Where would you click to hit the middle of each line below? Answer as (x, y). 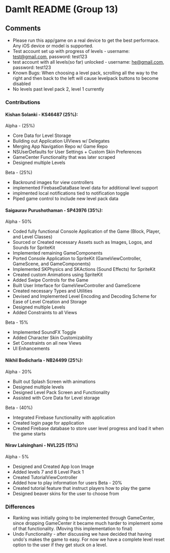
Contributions (23, 102)
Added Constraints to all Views (45, 313)
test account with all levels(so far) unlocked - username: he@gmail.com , (88, 62)
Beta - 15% (17, 322)
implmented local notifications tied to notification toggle (71, 193)
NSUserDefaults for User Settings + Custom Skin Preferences (77, 152)
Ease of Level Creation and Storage (50, 302)
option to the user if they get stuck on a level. (60, 545)
